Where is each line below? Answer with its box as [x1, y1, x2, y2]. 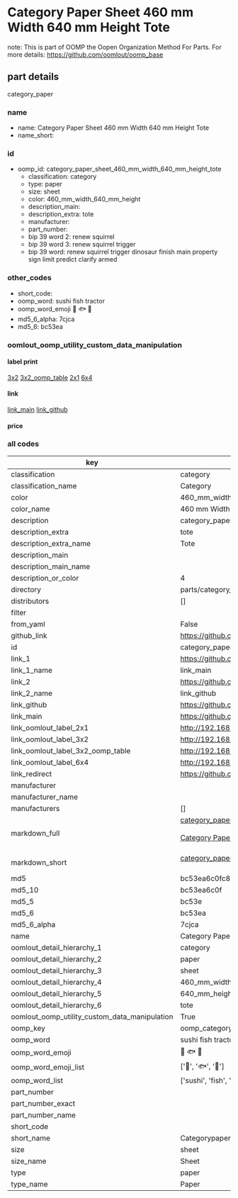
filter [11, 608, 27, 617]
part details [7, 71, 59, 83]
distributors [11, 596, 50, 606]
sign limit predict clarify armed [28, 255, 118, 264]
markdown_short [11, 857, 67, 867]
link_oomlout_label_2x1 [11, 722, 89, 732]
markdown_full [11, 828, 60, 838]
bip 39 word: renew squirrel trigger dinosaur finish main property [28, 247, 218, 256]
